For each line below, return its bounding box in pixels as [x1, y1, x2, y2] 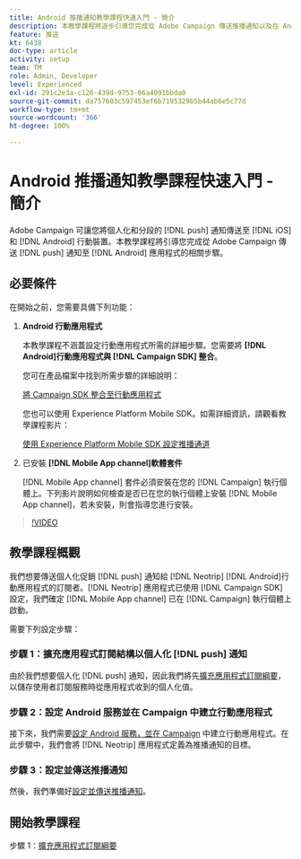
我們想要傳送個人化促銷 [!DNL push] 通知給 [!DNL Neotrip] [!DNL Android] [9, 571, 282, 582]
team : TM [9, 64, 42, 73]
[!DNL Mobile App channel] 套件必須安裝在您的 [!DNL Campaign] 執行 [21, 477, 279, 487]
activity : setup [9, 55, 70, 64]
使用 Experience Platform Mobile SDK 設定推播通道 [21, 438, 211, 449]
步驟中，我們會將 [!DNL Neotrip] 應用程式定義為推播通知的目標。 [16, 740, 256, 750]
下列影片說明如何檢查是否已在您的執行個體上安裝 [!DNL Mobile [46, 487, 278, 498]
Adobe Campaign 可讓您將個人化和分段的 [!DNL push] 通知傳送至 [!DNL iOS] [9, 224, 292, 235]
